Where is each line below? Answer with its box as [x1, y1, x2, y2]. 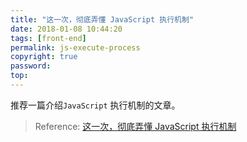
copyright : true [10, 52, 78, 62]
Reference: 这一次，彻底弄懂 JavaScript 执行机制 [34, 120, 237, 132]
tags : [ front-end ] [10, 33, 87, 43]
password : [10, 61, 52, 71]
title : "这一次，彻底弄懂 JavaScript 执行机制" [10, 14, 195, 25]
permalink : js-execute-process [10, 42, 141, 53]
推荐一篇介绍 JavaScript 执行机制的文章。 [10, 99, 181, 111]
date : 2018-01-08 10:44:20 [10, 24, 123, 34]
